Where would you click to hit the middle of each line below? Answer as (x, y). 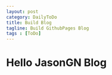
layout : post (22, 12)
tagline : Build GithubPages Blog (48, 28)
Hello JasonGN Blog (57, 63)
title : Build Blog (29, 22)
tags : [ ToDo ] (24, 34)
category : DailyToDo (32, 17)
